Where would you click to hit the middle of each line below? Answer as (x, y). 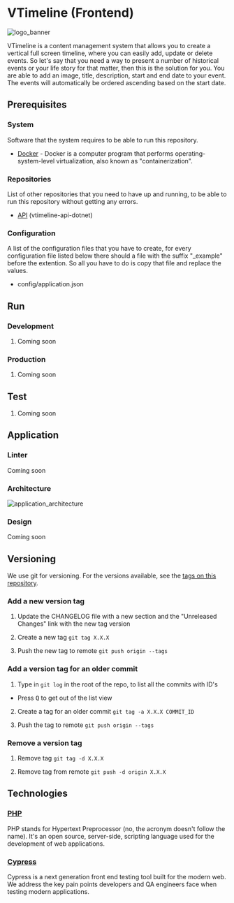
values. (17, 271)
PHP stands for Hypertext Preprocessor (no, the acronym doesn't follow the (116, 828)
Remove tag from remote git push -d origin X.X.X (92, 772)
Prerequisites (37, 105)
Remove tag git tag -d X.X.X (60, 758)
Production (27, 359)
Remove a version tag (45, 743)
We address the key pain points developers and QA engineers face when (112, 884)
